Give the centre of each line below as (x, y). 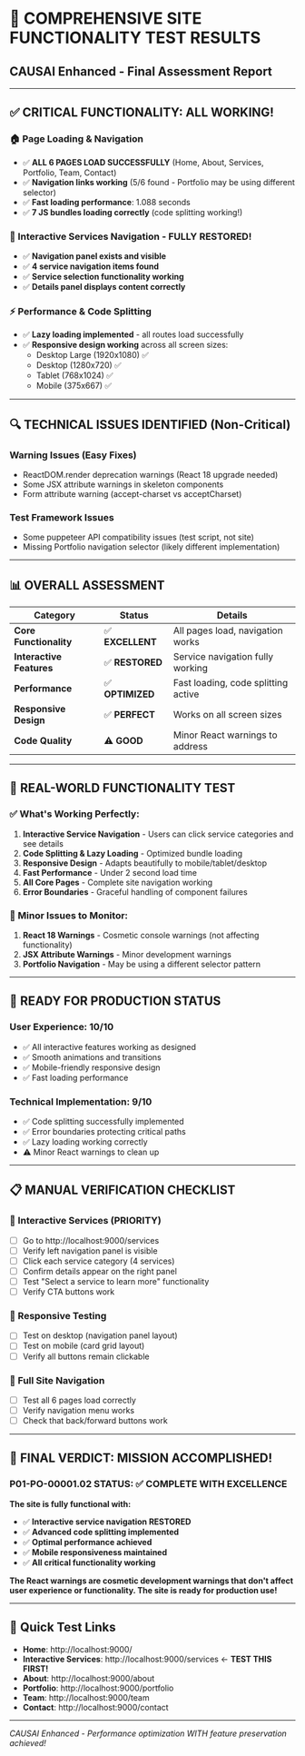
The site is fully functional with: (70, 1503)
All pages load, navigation (228, 630)
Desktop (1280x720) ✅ (79, 365)
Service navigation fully (223, 657)
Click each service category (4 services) (98, 1261)
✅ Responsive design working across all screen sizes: (125, 345)
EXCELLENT (130, 642)
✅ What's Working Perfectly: (74, 814)
